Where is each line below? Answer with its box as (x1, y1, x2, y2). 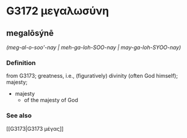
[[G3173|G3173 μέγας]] (6, 125, 64, 132)
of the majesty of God (23, 97, 78, 104)
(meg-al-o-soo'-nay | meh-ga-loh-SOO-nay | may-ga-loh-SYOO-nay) (6, 44, 182, 51)
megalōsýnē (6, 28, 54, 38)
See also (6, 112, 32, 120)
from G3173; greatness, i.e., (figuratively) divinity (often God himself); (6, 72, 179, 79)
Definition (6, 59, 36, 67)
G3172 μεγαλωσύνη (6, 4, 109, 18)
